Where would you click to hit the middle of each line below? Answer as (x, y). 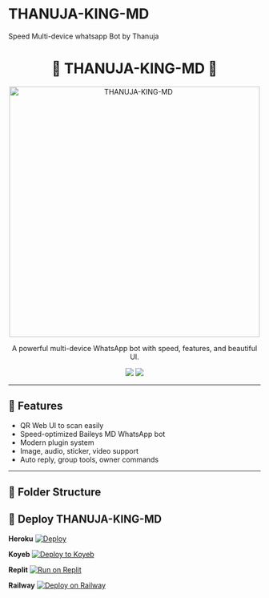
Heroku (21, 539)
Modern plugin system (57, 442)
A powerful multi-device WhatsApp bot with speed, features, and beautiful (134, 348)
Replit (18, 569)
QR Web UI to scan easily (62, 425)
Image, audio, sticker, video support (79, 451)
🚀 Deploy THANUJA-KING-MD (85, 519)
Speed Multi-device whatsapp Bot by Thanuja (84, 36)
